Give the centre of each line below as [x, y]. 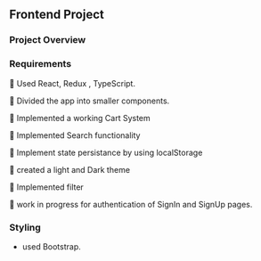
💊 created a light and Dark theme [70, 169]
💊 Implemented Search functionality [75, 135]
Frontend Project [57, 15]
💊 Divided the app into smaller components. [90, 101]
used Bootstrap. [52, 246]
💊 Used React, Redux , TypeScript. [73, 83]
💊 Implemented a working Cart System [80, 118]
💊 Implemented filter [47, 187]
